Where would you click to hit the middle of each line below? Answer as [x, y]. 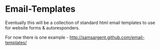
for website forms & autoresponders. [42, 27]
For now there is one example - [37, 37]
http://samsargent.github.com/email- [107, 37]
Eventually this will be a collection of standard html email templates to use [80, 23]
